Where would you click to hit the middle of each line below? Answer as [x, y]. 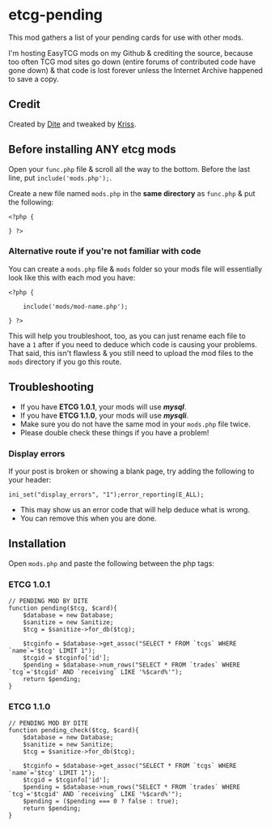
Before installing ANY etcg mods [92, 150]
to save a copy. [34, 79]
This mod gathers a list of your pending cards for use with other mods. [126, 37]
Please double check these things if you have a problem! [114, 432]
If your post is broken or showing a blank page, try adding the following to [131, 471]
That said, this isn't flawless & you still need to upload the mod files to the [131, 353]
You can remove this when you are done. [88, 518]
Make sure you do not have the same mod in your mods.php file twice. [135, 424]
